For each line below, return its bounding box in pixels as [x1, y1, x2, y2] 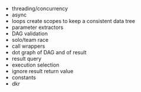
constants [11, 74, 37, 81]
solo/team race [11, 37, 49, 43]
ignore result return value [11, 68, 74, 74]
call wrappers [11, 42, 45, 50]
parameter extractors [11, 24, 64, 31]
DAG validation [11, 30, 48, 37]
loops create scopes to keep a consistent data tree [11, 18, 136, 24]
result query [11, 55, 42, 62]
